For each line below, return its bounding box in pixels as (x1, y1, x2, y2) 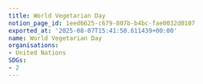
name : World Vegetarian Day (8, 34, 103, 42)
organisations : (8, 42, 59, 50)
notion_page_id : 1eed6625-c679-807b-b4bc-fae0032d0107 (8, 19, 196, 27)
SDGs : (8, 57, 26, 65)
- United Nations (8, 49, 67, 57)
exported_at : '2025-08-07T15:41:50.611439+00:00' (8, 26, 178, 34)
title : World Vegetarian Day (8, 11, 106, 20)
